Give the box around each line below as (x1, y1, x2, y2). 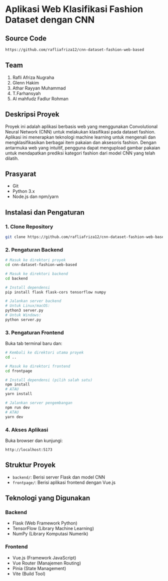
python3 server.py (5, 308, 43, 313)
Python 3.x (12, 188, 35, 194)
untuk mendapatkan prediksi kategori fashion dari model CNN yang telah (5, 150, 155, 156)
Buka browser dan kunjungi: (5, 437, 63, 443)
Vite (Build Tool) (12, 570, 46, 576)
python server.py (5, 317, 41, 322)
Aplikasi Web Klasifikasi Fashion (5, 3, 143, 15)
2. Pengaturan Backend (5, 246, 63, 253)
